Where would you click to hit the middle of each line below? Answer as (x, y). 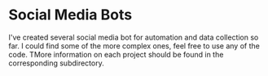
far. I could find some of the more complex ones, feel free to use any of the (134, 45)
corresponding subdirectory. (56, 63)
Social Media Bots (70, 15)
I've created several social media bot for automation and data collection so (134, 37)
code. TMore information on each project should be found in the (116, 54)
